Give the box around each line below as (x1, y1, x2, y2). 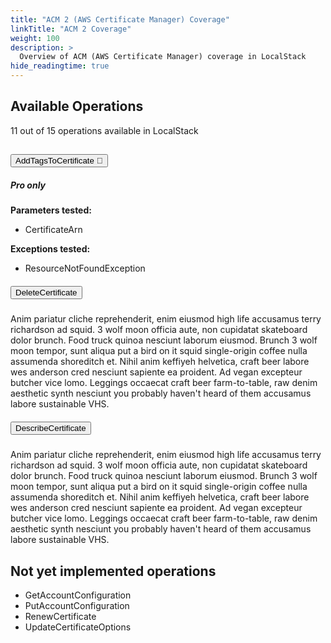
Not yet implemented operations (10, 562, 217, 580)
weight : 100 (10, 33, 60, 43)
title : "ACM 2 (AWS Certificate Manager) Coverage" (10, 14, 230, 25)
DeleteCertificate (15, 287, 78, 298)
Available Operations (10, 98, 144, 115)
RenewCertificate (24, 610, 97, 622)
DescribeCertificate (15, 422, 87, 433)
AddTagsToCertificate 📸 (15, 156, 103, 166)
